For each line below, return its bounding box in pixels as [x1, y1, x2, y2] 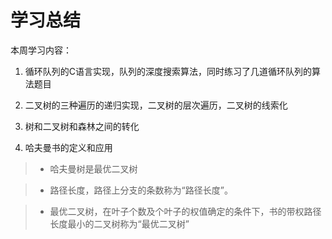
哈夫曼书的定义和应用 [24, 141, 113, 153]
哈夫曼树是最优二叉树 [49, 162, 138, 175]
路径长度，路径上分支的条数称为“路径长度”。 [49, 184, 233, 196]
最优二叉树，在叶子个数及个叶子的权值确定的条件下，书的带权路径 [49, 205, 322, 217]
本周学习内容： [10, 44, 72, 56]
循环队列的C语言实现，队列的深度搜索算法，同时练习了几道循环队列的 [24, 65, 313, 77]
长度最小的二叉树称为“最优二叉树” [49, 217, 190, 230]
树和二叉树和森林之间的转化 [24, 120, 140, 132]
